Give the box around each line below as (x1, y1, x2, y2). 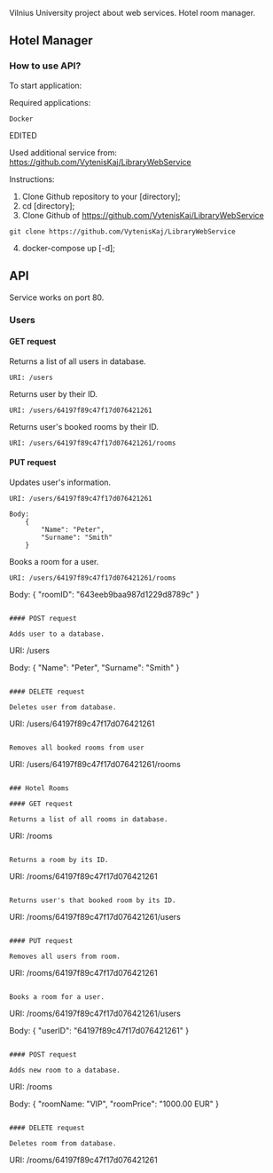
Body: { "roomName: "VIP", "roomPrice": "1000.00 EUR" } (9, 1098, 220, 1109)
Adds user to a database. (9, 630, 105, 638)
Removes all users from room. (9, 952, 121, 961)
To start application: (9, 80, 82, 91)
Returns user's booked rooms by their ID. (9, 421, 160, 432)
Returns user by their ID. (9, 388, 97, 399)
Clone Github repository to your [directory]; (21, 191, 181, 202)
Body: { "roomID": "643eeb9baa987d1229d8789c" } (9, 589, 199, 599)
